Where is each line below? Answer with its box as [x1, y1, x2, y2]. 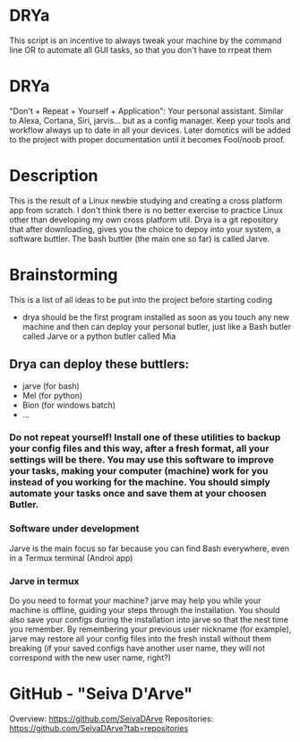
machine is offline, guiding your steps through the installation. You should [9, 605, 280, 616]
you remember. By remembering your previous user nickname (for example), [9, 624, 292, 634]
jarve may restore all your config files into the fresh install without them [9, 634, 271, 644]
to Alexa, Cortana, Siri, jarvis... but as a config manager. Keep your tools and [9, 115, 291, 125]
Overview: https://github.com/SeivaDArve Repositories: [9, 713, 214, 724]
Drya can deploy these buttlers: [9, 357, 190, 372]
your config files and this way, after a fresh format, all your [9, 443, 270, 455]
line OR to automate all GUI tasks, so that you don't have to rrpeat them [9, 44, 272, 55]
